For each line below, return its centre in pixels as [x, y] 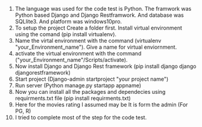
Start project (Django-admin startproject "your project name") [92, 79]
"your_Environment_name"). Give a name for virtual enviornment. [96, 47]
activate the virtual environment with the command [78, 53]
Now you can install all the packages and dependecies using [90, 92]
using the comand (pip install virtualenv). [65, 34]
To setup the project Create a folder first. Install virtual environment [98, 28]
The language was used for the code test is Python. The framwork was [103, 9]
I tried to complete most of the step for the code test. [81, 117]
